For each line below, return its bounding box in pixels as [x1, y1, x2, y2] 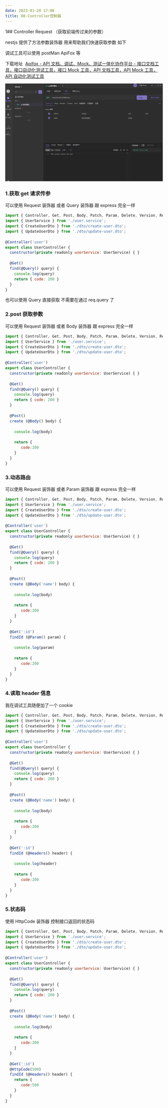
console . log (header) [14, 861, 57, 866]
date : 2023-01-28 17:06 [5, 8, 55, 13]
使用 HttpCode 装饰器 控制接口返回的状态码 [5, 918, 95, 924]
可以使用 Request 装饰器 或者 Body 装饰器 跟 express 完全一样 [5, 323, 133, 329]
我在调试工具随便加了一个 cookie [5, 702, 73, 708]
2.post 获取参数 [5, 311, 43, 318]
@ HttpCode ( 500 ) [9, 1067, 41, 1072]
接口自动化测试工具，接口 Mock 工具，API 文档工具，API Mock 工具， [13, 67, 158, 73]
